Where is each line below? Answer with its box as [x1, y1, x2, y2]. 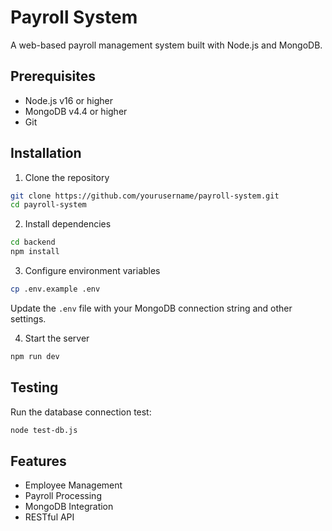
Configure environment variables [24, 265, 161, 277]
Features [10, 452, 67, 470]
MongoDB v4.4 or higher [24, 105, 128, 117]
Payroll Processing [24, 490, 102, 502]
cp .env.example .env [10, 284, 101, 295]
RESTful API [24, 511, 75, 523]
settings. [10, 312, 47, 325]
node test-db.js [10, 425, 78, 435]
